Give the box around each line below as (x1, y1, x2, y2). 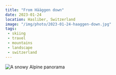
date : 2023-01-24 (5, 12, 42, 17)
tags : (5, 26, 17, 31)
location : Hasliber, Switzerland (5, 17, 76, 22)
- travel (7, 36, 26, 41)
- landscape (7, 45, 33, 50)
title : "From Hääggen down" (5, 7, 65, 13)
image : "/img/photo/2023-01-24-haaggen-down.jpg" (5, 21, 112, 27)
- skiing (7, 31, 26, 36)
